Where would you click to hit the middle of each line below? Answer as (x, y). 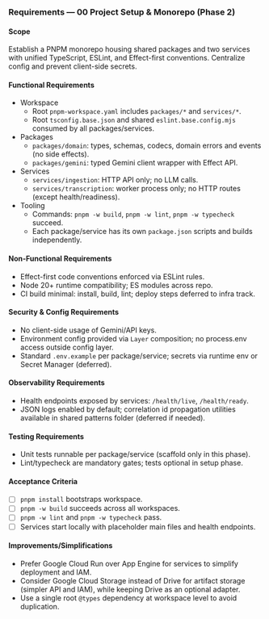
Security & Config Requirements (64, 312)
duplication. (40, 606)
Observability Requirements (57, 383)
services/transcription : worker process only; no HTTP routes (136, 189)
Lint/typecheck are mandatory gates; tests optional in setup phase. (132, 463)
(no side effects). (61, 154)
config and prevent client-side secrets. (73, 66)
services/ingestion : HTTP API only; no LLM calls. (115, 180)
